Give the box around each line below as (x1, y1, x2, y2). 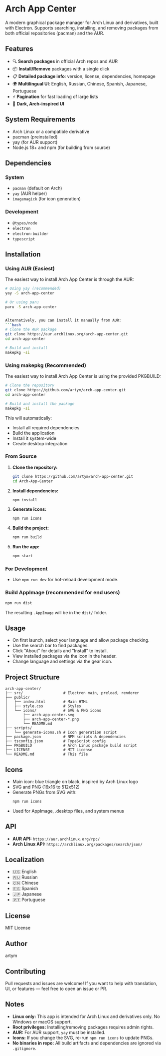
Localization (5, 856, 44, 864)
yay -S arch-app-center (5, 291, 55, 296)
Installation (5, 250, 41, 258)
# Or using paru (5, 299, 39, 305)
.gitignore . (12, 1045, 36, 1051)
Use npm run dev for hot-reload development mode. (12, 577, 119, 583)
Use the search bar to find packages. (12, 643, 89, 649)
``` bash (5, 322, 21, 327)
